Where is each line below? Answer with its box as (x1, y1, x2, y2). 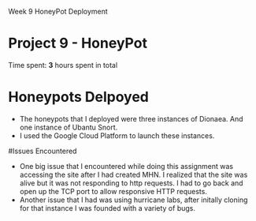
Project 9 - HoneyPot (8, 35, 148, 52)
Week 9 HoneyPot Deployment (8, 7, 108, 16)
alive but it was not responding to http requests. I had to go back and (19, 178, 243, 188)
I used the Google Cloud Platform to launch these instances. (19, 130, 215, 140)
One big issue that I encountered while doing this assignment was (19, 161, 234, 170)
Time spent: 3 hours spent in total (8, 60, 118, 69)
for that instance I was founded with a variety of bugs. (19, 203, 195, 212)
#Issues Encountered (8, 146, 77, 155)
